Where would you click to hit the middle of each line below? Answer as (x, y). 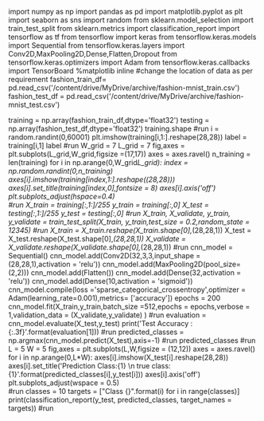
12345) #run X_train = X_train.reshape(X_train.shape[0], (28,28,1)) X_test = (130, 230)
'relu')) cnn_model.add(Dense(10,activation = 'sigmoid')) (101, 281)
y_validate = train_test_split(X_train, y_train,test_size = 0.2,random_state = (129, 222)
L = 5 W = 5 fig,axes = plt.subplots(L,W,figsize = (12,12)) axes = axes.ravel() (132, 349)
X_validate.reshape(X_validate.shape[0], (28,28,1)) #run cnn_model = (120, 247)
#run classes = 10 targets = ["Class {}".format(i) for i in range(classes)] (124, 391)
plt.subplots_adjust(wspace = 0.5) (64, 383)
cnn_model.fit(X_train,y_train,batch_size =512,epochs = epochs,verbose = (129, 307)
